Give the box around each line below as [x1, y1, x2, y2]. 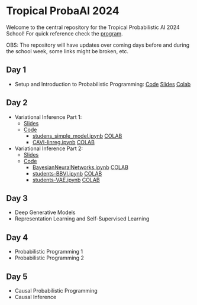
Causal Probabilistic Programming [14, 287, 98, 294]
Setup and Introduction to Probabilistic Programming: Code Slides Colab [14, 80, 191, 87]
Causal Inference [14, 294, 57, 300]
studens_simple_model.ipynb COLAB [32, 132, 122, 139]
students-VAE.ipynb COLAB [32, 176, 101, 183]
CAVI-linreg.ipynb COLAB [32, 138, 95, 145]
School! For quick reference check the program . [6, 30, 123, 37]
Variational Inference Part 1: [14, 113, 82, 121]
